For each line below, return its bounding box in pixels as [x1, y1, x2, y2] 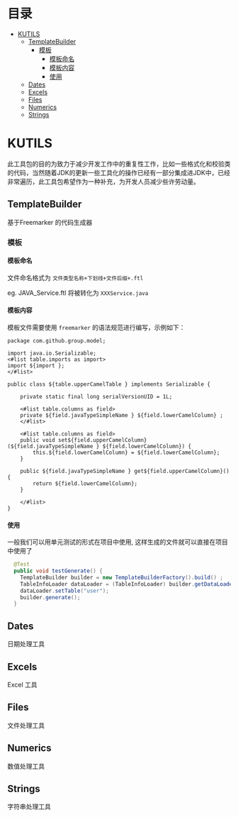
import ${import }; [7, 362, 65, 369]
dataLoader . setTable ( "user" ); [20, 587, 110, 594]
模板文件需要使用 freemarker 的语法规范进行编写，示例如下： [7, 323, 186, 332]
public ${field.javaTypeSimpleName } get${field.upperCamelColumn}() [20, 468, 230, 475]
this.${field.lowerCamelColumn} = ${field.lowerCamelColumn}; [33, 449, 220, 457]
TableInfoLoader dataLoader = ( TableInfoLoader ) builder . [20, 580, 195, 588]
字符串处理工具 [7, 802, 51, 811]
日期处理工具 [7, 640, 45, 648]
